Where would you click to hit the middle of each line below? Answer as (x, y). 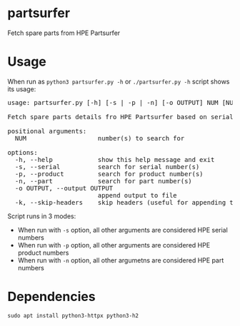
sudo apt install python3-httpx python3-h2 (73, 315)
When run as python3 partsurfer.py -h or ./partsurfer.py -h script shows (119, 81)
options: (22, 152)
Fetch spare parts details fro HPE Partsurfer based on (107, 117)
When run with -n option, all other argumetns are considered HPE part (121, 260)
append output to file (137, 195)
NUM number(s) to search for (100, 138)
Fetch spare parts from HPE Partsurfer (64, 33)
